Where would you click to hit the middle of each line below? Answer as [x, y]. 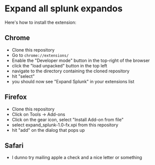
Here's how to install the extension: [41, 22]
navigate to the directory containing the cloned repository [71, 71]
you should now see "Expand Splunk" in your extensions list [73, 81]
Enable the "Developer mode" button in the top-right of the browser [81, 60]
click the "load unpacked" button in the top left [59, 65]
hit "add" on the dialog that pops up [48, 130]
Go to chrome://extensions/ [40, 55]
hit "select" [23, 76]
